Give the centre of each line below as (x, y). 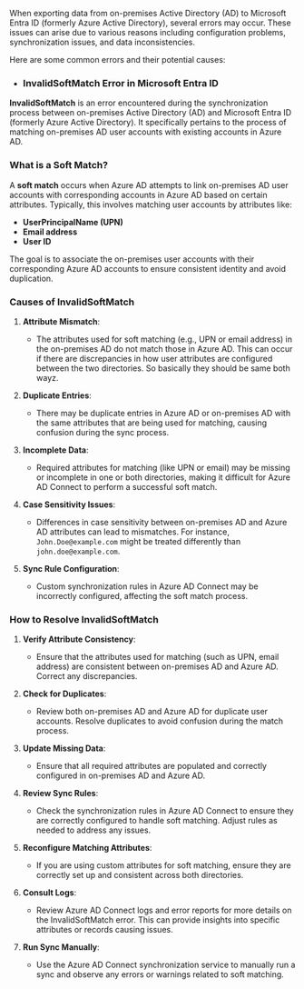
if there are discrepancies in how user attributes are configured (154, 358)
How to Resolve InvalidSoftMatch (84, 619)
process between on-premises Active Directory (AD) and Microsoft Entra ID (151, 113)
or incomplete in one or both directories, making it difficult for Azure (163, 477)
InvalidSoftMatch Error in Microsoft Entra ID (121, 83)
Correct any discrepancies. (87, 676)
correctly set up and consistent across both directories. (140, 875)
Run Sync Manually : (61, 947)
